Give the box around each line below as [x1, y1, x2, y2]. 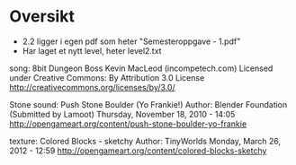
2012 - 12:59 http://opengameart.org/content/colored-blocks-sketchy [9, 145, 267, 156]
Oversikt [9, 6, 75, 27]
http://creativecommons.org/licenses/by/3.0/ [9, 82, 175, 92]
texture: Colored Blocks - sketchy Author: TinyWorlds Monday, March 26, [9, 135, 282, 146]
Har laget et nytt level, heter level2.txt [22, 45, 162, 56]
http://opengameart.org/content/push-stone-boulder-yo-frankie [9, 118, 247, 129]
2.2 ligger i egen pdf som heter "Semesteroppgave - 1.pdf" [22, 36, 241, 47]
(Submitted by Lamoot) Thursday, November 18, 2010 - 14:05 [9, 109, 236, 119]
